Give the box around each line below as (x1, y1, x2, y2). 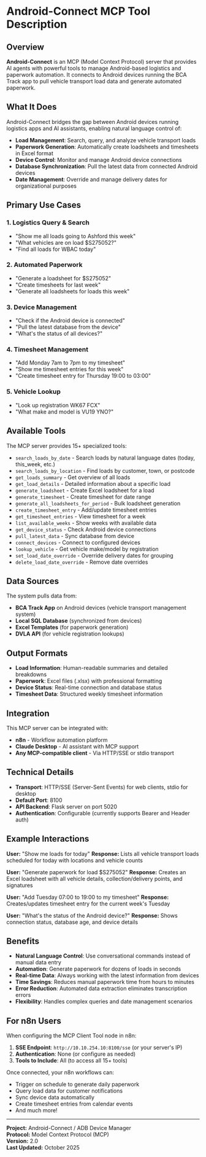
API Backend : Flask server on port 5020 (15, 802, 118, 810)
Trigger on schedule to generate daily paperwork (15, 1081, 140, 1088)
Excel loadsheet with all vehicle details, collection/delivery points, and (6, 875, 183, 882)
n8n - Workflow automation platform (15, 736, 109, 744)
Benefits (6, 936, 40, 946)
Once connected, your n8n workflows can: (6, 1069, 115, 1076)
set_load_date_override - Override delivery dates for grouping (15, 552, 174, 559)
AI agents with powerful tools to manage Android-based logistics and (6, 64, 181, 72)
